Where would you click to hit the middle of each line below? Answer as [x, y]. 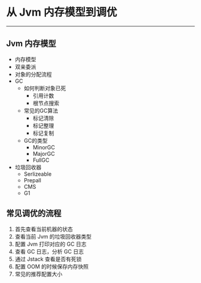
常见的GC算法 [41, 110]
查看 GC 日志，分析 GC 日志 [49, 251]
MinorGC [44, 147]
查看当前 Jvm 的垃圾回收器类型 [53, 236]
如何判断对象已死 [45, 88]
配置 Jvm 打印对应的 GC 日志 [51, 244]
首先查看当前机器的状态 [44, 229]
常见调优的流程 [34, 213]
